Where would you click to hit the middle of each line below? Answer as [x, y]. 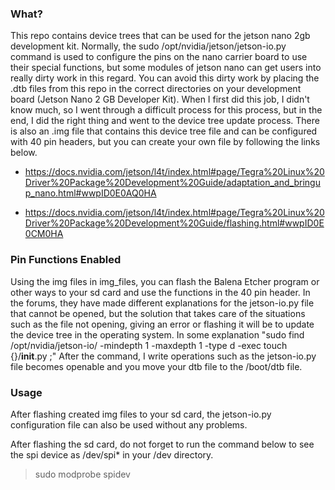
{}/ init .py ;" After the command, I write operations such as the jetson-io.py [163, 356]
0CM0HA [44, 234]
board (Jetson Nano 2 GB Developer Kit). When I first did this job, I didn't [160, 99]
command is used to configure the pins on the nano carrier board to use [159, 57]
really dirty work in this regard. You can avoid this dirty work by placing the [165, 78]
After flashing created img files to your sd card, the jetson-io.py [141, 414]
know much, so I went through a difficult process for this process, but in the [166, 110]
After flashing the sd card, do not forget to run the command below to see [162, 444]
